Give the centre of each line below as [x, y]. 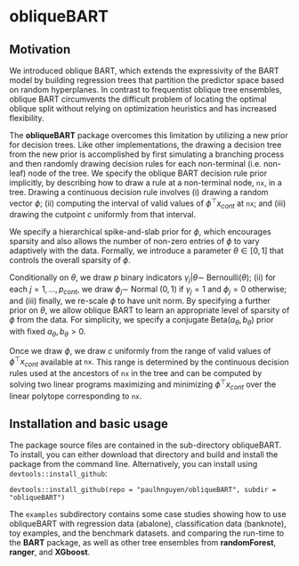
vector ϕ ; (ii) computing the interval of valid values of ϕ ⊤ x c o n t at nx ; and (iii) [148, 203]
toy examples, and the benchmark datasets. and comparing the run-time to [147, 533]
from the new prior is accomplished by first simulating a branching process [147, 154]
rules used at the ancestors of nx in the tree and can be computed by [136, 373]
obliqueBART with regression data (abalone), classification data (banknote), [148, 524]
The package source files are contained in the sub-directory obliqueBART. [145, 445]
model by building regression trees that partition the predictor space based [147, 80]
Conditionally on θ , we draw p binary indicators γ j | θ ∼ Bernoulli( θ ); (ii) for [142, 279]
